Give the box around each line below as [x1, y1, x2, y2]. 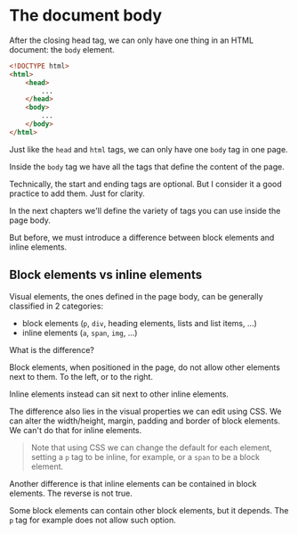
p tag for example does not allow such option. [9, 514, 176, 525]
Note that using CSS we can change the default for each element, [30, 442, 272, 453]
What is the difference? [9, 344, 95, 355]
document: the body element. [9, 44, 116, 54]
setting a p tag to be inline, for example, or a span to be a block [30, 451, 261, 462]
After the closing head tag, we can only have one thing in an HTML [9, 35, 254, 45]
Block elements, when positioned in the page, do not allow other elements [9, 362, 280, 373]
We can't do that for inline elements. [9, 424, 142, 435]
